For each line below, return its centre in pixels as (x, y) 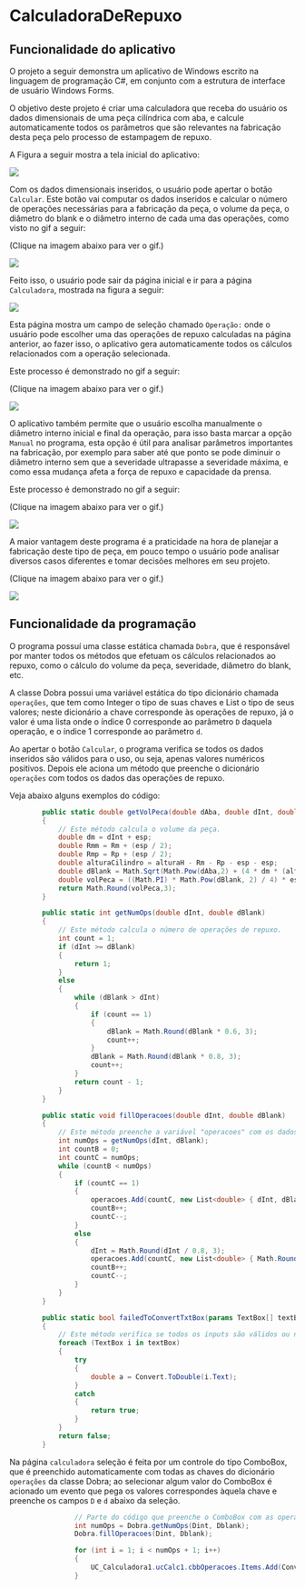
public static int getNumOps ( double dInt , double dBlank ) (154, 913)
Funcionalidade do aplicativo (93, 50)
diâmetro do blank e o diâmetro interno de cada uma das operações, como (149, 218)
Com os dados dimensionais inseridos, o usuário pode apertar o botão (141, 189)
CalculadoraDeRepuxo (96, 16)
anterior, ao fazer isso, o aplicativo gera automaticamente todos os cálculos (151, 344)
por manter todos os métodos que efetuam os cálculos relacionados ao (143, 655)
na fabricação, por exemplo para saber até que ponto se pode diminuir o (145, 452)
